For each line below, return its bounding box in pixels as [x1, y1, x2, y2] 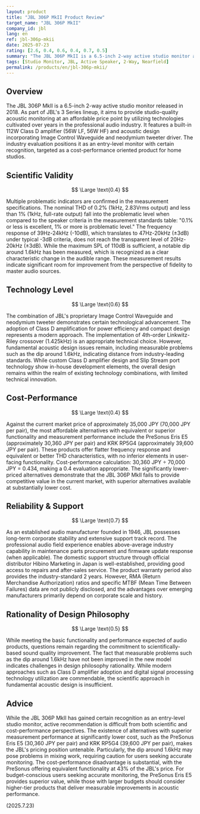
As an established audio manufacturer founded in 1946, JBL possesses [6, 529, 180, 536]
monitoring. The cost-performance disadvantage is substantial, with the [6, 759, 183, 766]
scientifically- [147, 643, 180, 650]
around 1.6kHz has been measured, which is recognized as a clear [6, 248, 169, 256]
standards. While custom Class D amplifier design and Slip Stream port [6, 357, 180, 364]
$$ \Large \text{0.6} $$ [71, 300, 129, 308]
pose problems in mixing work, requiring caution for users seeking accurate [6, 752, 192, 760]
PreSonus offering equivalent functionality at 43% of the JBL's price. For [6, 765, 185, 772]
